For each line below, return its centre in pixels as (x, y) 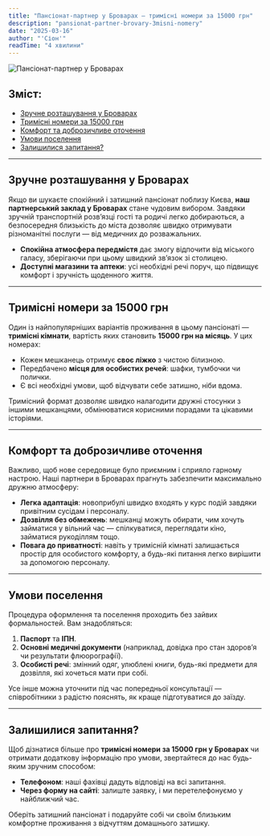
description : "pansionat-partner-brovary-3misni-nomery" (106, 23)
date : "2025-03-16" (41, 31)
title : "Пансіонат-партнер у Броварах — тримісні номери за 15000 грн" (131, 16)
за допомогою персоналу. (65, 563)
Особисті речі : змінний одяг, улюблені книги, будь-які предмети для (139, 665)
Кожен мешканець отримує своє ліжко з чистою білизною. (122, 359)
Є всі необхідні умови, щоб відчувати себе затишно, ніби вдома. (131, 385)
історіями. (26, 418)
